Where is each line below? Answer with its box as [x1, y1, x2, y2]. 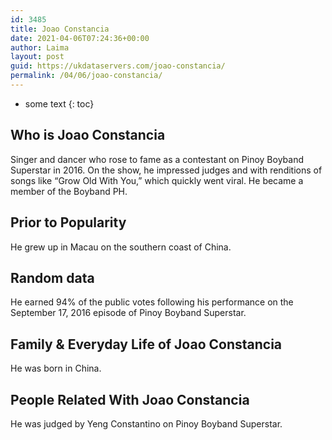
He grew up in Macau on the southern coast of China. [10, 241, 232, 253]
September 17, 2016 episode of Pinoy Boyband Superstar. [10, 307, 247, 319]
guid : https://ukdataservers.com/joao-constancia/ [10, 61, 226, 71]
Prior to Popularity [10, 214, 127, 231]
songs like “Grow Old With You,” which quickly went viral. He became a [10, 174, 304, 186]
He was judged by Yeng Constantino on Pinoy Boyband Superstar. [10, 417, 283, 430]
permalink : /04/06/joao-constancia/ [10, 71, 163, 81]
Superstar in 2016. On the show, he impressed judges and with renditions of [10, 164, 323, 176]
